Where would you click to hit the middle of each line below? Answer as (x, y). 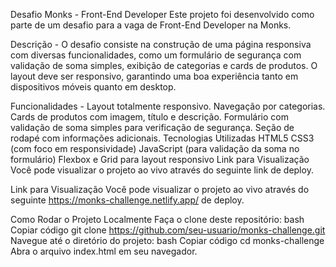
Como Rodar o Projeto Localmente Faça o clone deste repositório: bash (157, 219)
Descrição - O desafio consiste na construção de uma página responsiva (161, 44)
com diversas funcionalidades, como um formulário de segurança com (156, 55)
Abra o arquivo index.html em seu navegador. (104, 251)
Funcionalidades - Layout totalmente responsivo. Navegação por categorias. (168, 106)
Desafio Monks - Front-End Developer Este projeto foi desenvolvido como (162, 14)
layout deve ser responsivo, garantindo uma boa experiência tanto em (154, 76)
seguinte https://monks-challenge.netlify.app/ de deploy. (127, 200)
